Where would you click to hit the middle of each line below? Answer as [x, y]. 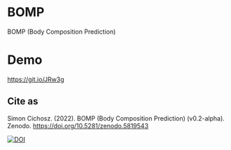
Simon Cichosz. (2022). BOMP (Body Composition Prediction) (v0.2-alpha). [116, 118]
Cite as [23, 101]
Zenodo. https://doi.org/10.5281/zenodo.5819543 [78, 125]
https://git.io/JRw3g [36, 79]
